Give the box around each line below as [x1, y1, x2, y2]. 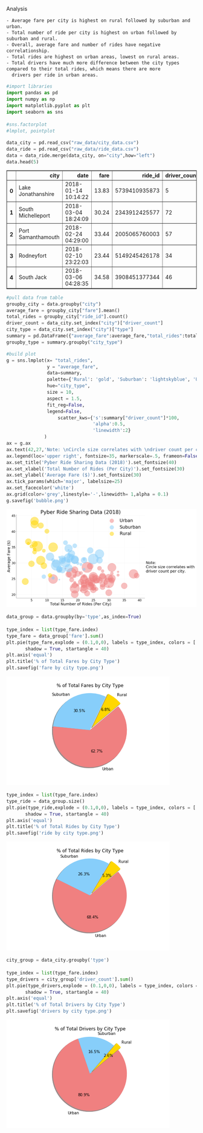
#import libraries [6, 83, 53, 90]
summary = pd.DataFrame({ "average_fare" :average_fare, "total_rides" [6, 333, 182, 339]
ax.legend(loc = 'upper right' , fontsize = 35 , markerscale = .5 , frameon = [6, 453, 185, 459]
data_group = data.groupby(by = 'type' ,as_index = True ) [6, 614, 142, 620]
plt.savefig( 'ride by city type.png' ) [6, 830, 104, 837]
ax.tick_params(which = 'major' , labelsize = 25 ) [6, 478, 123, 485]
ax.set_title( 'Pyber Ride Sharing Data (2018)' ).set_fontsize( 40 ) [6, 459, 177, 465]
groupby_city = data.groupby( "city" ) [6, 301, 101, 307]
